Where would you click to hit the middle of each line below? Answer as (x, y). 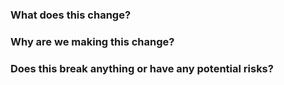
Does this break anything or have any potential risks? (142, 68)
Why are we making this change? (92, 41)
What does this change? (71, 15)
